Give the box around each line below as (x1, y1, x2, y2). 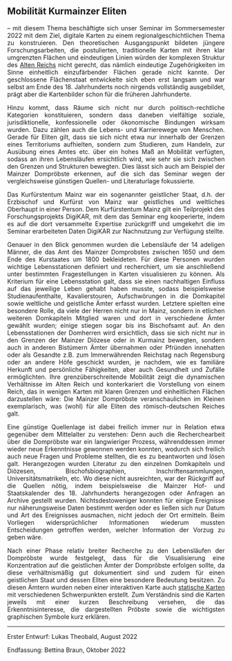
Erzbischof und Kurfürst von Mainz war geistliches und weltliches (7, 197, 225, 206)
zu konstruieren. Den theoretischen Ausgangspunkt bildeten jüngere (7, 38, 225, 47)
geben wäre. (7, 532, 43, 541)
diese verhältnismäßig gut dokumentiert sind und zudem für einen (7, 568, 225, 577)
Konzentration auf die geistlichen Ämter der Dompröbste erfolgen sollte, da (7, 561, 225, 569)
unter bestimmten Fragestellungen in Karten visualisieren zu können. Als (7, 270, 225, 278)
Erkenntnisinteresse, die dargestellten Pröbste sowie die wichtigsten (7, 605, 225, 613)
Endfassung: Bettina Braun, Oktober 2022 (7, 646, 126, 654)
